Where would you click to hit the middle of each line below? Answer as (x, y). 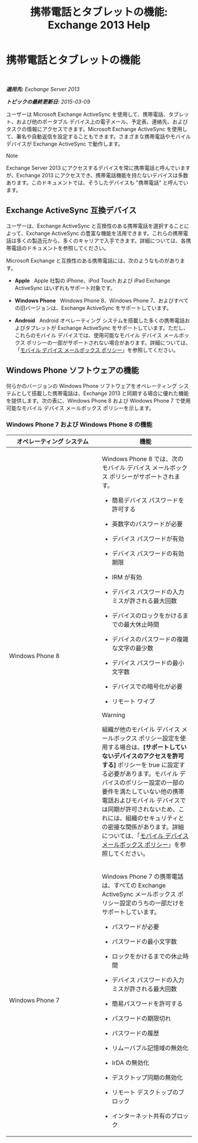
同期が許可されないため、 (143, 809)
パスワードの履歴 (136, 1033)
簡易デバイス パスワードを (148, 500)
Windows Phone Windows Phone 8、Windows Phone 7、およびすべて (102, 300)
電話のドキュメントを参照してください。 (60, 248)
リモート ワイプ (133, 701)
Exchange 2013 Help (99, 25)
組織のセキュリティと (155, 818)
